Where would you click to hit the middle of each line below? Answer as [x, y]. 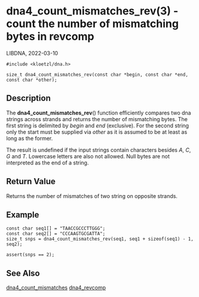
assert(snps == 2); [30, 255]
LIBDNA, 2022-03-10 [32, 53]
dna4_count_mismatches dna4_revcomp [56, 288]
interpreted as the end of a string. [48, 163]
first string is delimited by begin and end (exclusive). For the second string [98, 125]
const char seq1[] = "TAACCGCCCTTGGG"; [56, 229]
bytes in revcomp [50, 37]
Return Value [31, 181]
